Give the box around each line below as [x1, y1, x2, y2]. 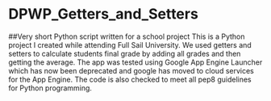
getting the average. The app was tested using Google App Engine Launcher [8, 57, 263, 67]
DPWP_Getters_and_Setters [8, 5, 199, 23]
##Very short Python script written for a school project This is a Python [8, 32, 245, 41]
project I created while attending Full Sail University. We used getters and [8, 40, 252, 49]
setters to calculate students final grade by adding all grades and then [8, 48, 241, 58]
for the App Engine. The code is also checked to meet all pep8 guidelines [8, 74, 252, 84]
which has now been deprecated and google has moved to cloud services [8, 65, 254, 75]
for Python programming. [8, 82, 93, 93]
